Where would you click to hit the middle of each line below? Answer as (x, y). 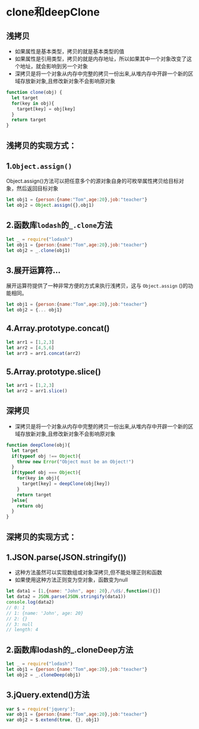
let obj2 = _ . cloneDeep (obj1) (44, 675)
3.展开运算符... (34, 270)
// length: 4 (22, 630)
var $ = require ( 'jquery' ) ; (41, 709)
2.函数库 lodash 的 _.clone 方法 (59, 225)
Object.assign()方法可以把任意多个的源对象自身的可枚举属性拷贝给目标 (93, 181)
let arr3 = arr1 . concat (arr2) (44, 353)
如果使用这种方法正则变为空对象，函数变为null (71, 580)
